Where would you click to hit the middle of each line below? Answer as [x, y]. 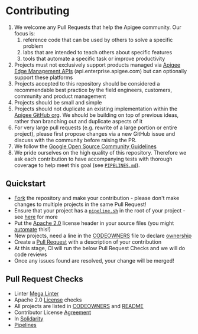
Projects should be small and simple [58, 102]
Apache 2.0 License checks [48, 300]
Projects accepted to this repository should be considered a [87, 83]
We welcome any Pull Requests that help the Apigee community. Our [98, 27]
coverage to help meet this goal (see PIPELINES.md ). [77, 165]
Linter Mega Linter [36, 293]
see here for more [36, 217]
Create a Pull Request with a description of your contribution [88, 242]
